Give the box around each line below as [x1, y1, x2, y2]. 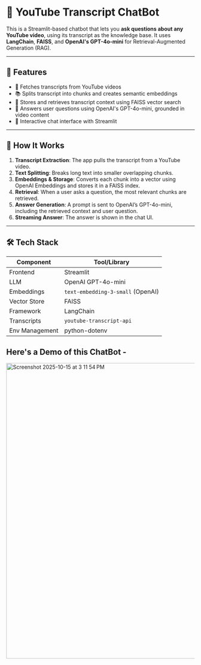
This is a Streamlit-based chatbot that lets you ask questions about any [6, 25, 184, 32]
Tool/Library [93, 258, 130, 266]
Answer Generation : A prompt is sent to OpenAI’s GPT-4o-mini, [14, 201, 173, 208]
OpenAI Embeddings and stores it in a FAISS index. [14, 182, 141, 189]
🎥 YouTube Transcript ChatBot [6, 5, 160, 19]
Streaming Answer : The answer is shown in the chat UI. [14, 214, 154, 221]
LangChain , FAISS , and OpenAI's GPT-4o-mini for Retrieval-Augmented [6, 38, 185, 45]
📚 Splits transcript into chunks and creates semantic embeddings [14, 90, 178, 97]
